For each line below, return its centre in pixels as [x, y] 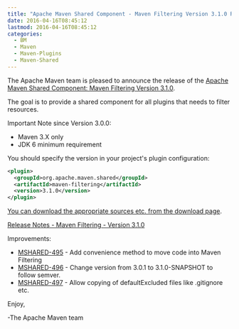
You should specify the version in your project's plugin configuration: [108, 158]
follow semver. [39, 275]
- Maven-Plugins [38, 54]
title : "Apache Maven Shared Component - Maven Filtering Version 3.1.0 [117, 14]
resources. [23, 109]
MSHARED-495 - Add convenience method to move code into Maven [119, 252]
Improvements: [30, 239]
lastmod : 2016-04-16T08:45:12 [52, 27]
